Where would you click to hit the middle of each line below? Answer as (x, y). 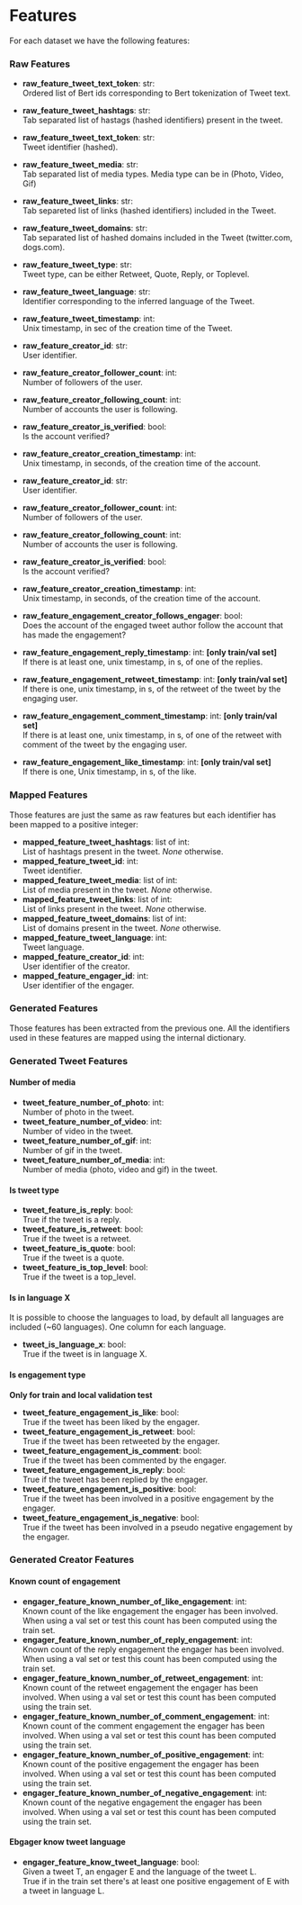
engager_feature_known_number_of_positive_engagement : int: (143, 1754)
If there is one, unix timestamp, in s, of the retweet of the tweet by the (151, 689)
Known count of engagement (65, 1582)
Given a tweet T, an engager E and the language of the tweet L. (139, 1871)
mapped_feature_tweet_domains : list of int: (104, 918)
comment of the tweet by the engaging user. (104, 745)
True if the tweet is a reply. (72, 1220)
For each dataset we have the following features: (100, 41)
